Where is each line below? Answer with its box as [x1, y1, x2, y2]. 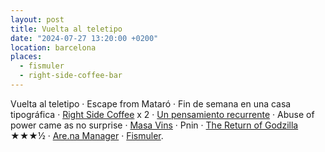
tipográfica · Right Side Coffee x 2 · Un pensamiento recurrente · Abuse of [10, 108, 315, 120]
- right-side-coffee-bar [19, 71, 123, 81]
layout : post [10, 14, 65, 25]
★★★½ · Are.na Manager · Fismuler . [10, 129, 164, 141]
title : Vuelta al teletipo [10, 24, 123, 34]
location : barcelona [10, 42, 97, 53]
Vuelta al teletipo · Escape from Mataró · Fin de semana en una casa [10, 97, 292, 110]
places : [10, 52, 43, 62]
